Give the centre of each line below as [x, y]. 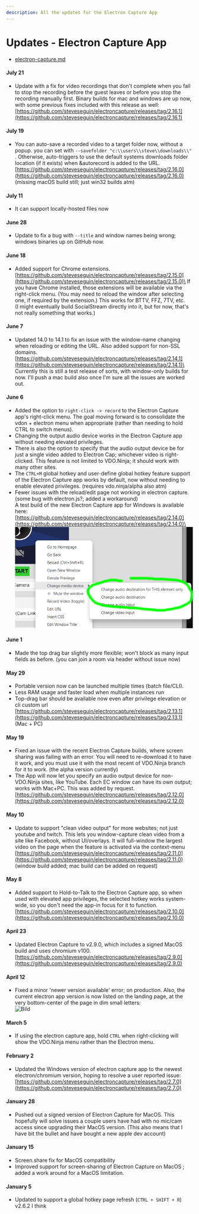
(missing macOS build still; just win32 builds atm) [75, 182]
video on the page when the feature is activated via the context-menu [100, 847]
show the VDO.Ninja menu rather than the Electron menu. [85, 1042]
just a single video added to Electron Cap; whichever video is [89, 455]
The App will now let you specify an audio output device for [87, 776]
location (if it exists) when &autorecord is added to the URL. [87, 163]
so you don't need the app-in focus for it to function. [94, 905]
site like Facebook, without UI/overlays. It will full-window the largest [99, 840]
